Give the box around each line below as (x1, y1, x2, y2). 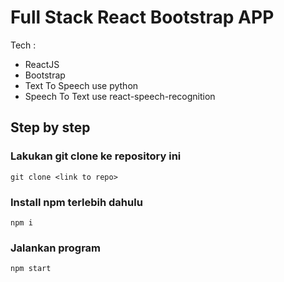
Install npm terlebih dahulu (10, 195, 143, 209)
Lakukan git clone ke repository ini (10, 149, 182, 163)
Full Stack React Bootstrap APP (10, 6, 275, 29)
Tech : (10, 39, 37, 51)
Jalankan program (10, 241, 102, 255)
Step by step (10, 119, 91, 136)
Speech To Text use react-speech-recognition (24, 90, 216, 102)
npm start (10, 264, 52, 274)
